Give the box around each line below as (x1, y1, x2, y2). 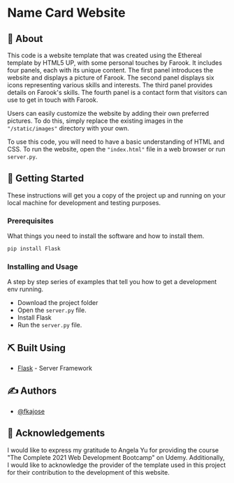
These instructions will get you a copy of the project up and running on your (7, 191, 226, 200)
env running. (7, 285, 44, 294)
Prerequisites (7, 216, 54, 225)
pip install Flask (7, 246, 61, 253)
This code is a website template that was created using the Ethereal (7, 51, 203, 59)
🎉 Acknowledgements (7, 427, 105, 439)
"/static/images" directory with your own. (7, 124, 129, 132)
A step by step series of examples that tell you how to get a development (7, 278, 217, 286)
